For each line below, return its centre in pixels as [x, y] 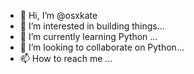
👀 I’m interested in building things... [92, 26]
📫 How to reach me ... [66, 58]
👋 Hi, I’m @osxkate [58, 15]
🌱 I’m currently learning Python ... [88, 36]
